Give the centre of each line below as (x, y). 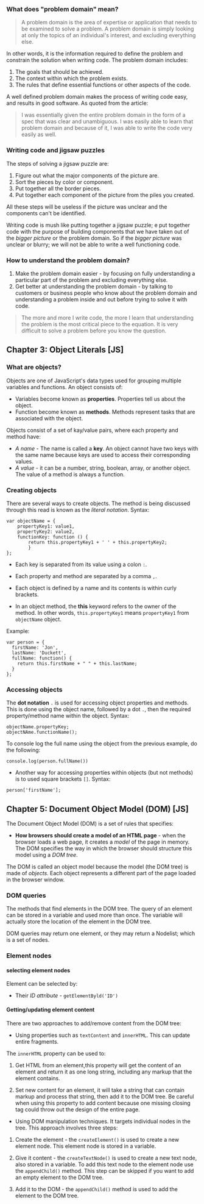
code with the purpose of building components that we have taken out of (98, 231)
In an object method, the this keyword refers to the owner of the (96, 606)
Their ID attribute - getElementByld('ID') (67, 995)
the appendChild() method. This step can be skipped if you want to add (104, 1170)
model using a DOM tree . (46, 855)
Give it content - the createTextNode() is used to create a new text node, (106, 1158)
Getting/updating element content (51, 1009)
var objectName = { (31, 521)
